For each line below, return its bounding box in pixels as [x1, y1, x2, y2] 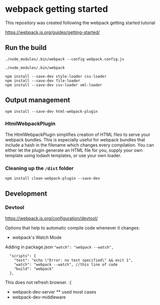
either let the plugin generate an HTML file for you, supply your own [5, 147, 143, 153]
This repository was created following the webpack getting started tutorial [5, 20, 156, 26]
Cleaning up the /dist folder [5, 165, 74, 171]
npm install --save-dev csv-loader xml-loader [5, 82, 102, 87]
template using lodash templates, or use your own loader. [5, 152, 122, 158]
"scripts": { [9, 253, 36, 258]
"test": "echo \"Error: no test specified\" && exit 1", [14, 258, 133, 263]
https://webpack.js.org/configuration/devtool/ [5, 215, 98, 221]
